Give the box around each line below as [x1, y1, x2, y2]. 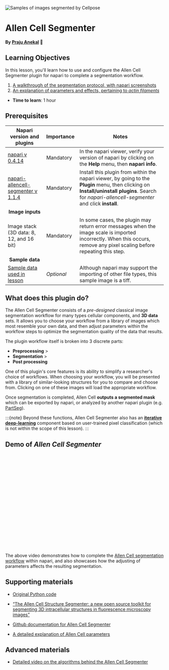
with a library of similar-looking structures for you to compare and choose [5, 379, 158, 385]
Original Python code [12, 591, 57, 597]
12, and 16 [8, 235, 34, 242]
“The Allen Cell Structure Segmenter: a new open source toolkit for [12, 601, 151, 607]
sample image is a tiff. [79, 277, 131, 284]
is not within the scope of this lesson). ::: [5, 425, 89, 431]
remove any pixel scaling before [79, 242, 155, 249]
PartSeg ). [5, 405, 25, 411]
